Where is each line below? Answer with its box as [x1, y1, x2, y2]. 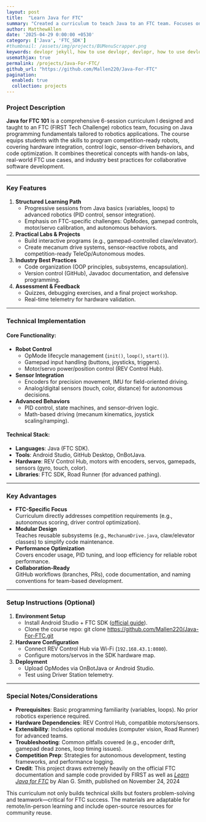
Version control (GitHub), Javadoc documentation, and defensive [24, 269, 189, 276]
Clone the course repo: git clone [24, 625, 106, 633]
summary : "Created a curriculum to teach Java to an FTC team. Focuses [6, 20, 193, 26]
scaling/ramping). [24, 417, 69, 424]
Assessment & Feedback [15, 283, 80, 290]
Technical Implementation [6, 316, 86, 325]
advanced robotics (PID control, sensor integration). [24, 211, 156, 218]
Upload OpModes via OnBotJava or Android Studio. [24, 664, 155, 672]
